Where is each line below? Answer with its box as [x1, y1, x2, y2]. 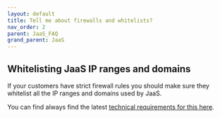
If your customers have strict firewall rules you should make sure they [7, 81, 210, 90]
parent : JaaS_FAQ [7, 30, 59, 37]
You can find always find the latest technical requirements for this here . [7, 102, 214, 111]
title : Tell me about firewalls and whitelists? [7, 17, 153, 24]
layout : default [7, 10, 55, 18]
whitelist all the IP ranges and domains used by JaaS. [7, 89, 162, 98]
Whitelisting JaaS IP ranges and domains [7, 63, 191, 75]
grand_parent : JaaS [7, 37, 65, 44]
